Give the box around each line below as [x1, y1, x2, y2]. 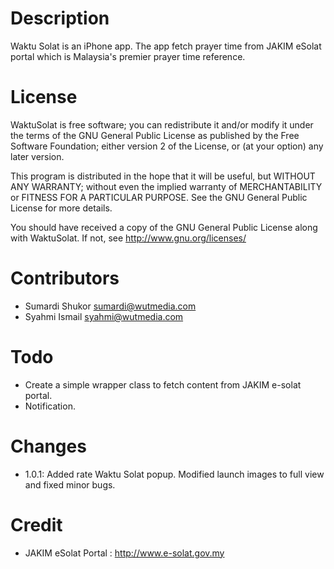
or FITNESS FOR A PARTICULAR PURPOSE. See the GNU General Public [10, 191, 308, 203]
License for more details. [10, 202, 113, 214]
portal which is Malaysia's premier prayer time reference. [10, 50, 246, 62]
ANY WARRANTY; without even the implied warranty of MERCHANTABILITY [10, 180, 323, 192]
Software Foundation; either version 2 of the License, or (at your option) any [10, 140, 324, 152]
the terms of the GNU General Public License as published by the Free [10, 129, 300, 141]
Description [10, 7, 110, 30]
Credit [10, 513, 63, 536]
